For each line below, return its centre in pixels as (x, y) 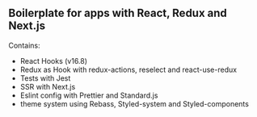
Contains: (24, 45)
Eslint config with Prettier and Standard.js (89, 95)
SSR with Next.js (48, 86)
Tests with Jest (45, 78)
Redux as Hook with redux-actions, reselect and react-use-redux (128, 69)
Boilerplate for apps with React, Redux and (118, 13)
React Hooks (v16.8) (53, 61)
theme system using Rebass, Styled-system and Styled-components (134, 103)
